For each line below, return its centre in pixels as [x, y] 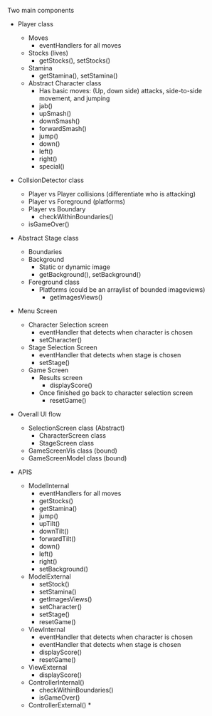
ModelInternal [49, 486]
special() [52, 166]
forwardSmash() [63, 128]
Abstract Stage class [48, 238]
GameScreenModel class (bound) [78, 458]
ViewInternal [47, 630]
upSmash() [55, 114]
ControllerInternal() [56, 682]
